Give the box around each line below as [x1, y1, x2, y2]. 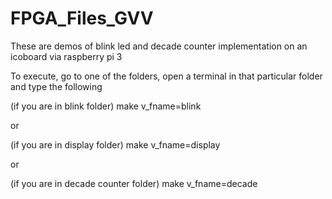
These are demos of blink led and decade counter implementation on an [10, 40, 308, 52]
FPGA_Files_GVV [10, 7, 154, 30]
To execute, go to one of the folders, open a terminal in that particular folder [10, 70, 323, 82]
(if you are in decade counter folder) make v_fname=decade [10, 177, 258, 189]
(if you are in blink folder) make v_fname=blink [10, 100, 202, 112]
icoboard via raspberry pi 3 [10, 50, 123, 62]
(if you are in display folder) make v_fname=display [10, 138, 221, 151]
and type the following [10, 80, 103, 92]
